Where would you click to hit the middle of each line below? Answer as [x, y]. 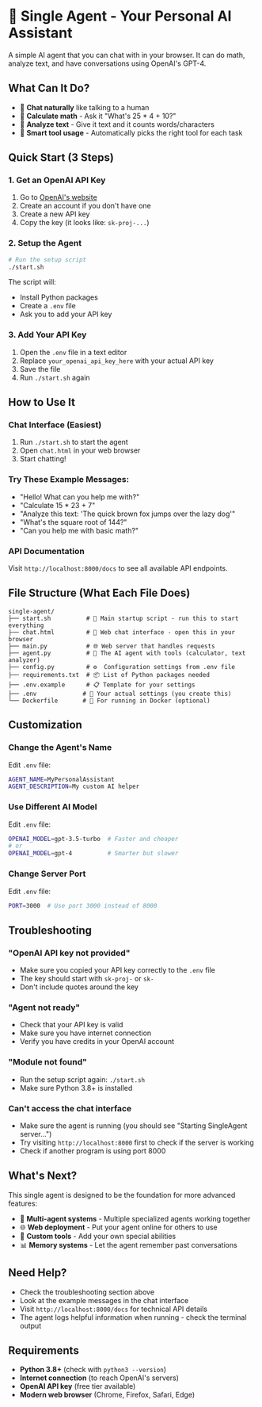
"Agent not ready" [44, 1007]
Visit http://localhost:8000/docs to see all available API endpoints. [118, 568]
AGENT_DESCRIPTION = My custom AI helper [74, 787]
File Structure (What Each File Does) [99, 593]
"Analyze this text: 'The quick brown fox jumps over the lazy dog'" [127, 514]
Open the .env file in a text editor [73, 352]
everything [26, 625]
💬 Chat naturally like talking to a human [84, 107]
